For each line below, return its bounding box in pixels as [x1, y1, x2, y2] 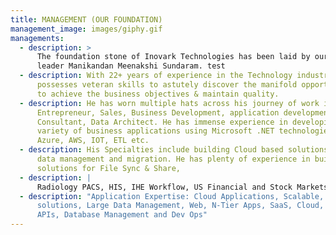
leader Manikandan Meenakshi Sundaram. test [36, 61, 226, 71]
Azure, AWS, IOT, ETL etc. [36, 136, 150, 146]
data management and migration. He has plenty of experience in [36, 154, 311, 164]
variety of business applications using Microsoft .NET [36, 126, 275, 136]
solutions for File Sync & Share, [36, 163, 182, 173]
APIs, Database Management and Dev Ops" [36, 210, 208, 220]
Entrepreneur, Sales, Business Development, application [36, 107, 280, 118]
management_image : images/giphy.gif [10, 24, 163, 34]
